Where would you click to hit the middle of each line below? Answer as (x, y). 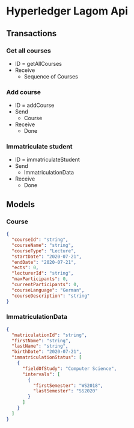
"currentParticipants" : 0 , (45, 285)
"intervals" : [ (41, 374)
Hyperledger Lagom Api (67, 11)
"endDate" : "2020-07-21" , (44, 262)
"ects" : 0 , (25, 268)
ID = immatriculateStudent (47, 160)
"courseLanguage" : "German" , (48, 290)
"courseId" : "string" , (40, 240)
